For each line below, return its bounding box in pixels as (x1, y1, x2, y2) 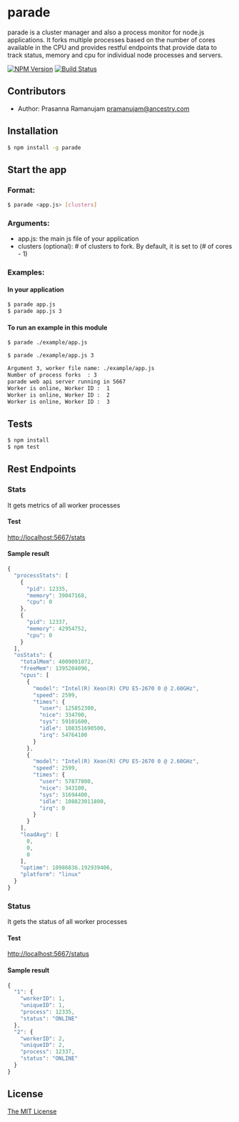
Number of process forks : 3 (7, 372, 98, 379)
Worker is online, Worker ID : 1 (7, 384, 111, 392)
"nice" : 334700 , (39, 712, 88, 719)
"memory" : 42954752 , (26, 625, 88, 632)
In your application (7, 285, 64, 294)
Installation (7, 125, 59, 137)
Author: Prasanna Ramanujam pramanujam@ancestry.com (17, 104, 190, 113)
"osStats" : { (14, 652, 53, 659)
